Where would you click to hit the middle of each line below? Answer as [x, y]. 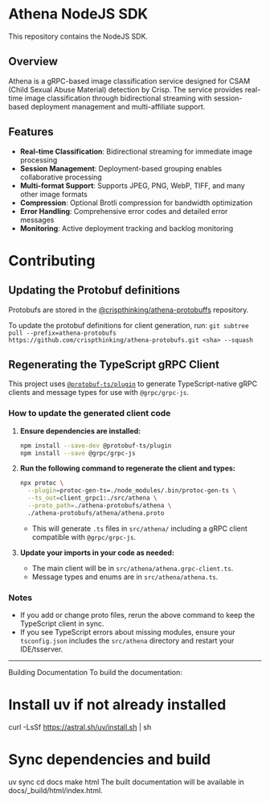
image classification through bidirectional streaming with [118, 98]
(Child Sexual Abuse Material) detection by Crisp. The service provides [126, 89]
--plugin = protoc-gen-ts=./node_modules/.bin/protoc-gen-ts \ [132, 491]
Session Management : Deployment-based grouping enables [121, 168]
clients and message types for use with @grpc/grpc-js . [99, 393]
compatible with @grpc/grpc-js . [84, 537]
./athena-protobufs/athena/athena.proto [96, 513]
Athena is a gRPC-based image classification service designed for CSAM [129, 80]
